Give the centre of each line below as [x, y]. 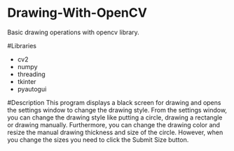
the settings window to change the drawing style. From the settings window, [117, 110]
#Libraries [22, 45]
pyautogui [32, 89]
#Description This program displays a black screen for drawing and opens [114, 102]
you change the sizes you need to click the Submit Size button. [98, 139]
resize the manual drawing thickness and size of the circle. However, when [115, 132]
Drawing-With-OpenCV [77, 13]
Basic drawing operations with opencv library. [74, 32]
